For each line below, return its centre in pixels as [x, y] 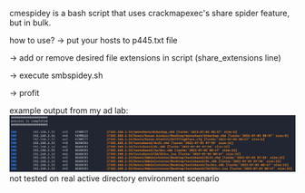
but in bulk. [30, 23]
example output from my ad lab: [69, 111]
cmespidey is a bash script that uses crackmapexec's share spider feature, [150, 13]
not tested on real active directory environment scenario [114, 178]
